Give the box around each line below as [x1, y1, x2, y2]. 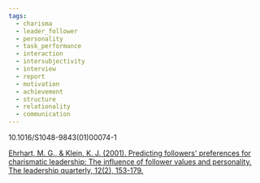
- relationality [15, 102, 71, 111]
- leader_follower [15, 27, 79, 35]
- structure [15, 95, 57, 103]
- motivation [15, 80, 60, 88]
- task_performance [15, 42, 82, 50]
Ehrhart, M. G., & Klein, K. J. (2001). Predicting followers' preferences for [8, 148, 252, 158]
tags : [8, 11, 27, 20]
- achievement [15, 87, 63, 96]
